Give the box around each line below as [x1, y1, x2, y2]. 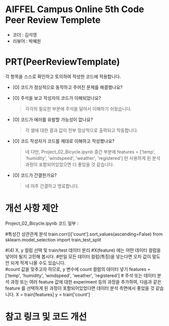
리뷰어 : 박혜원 [12, 38, 41, 44]
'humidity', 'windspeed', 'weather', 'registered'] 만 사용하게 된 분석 [25, 155, 160, 161]
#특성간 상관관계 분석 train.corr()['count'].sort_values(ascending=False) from [5, 231, 163, 237]
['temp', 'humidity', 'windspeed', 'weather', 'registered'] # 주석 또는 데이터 [5, 272, 156, 278]
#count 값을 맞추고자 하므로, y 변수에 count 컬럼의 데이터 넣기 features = [5, 266, 151, 272]
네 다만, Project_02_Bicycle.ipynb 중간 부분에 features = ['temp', [25, 148, 155, 155]
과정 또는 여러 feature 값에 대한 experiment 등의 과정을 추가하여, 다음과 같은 [10, 278, 161, 284]
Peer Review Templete [5, 14, 101, 26]
